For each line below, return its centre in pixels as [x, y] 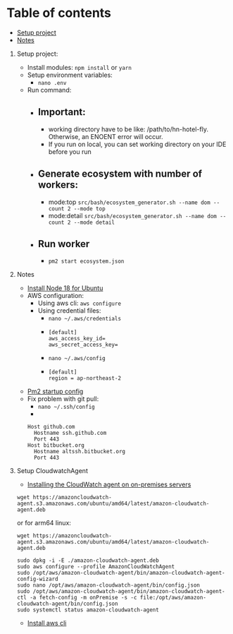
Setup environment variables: [70, 75]
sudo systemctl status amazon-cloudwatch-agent [88, 610]
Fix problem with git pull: [63, 399]
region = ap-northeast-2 [84, 378]
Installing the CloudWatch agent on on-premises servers [109, 484]
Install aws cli [47, 623]
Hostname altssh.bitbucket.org [80, 452]
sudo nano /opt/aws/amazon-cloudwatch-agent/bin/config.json [108, 585]
